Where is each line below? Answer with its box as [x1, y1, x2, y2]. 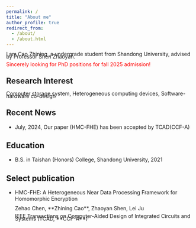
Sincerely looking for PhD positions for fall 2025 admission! [6, 61, 151, 68]
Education [6, 141, 45, 151]
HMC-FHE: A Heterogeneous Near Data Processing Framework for [14, 189, 178, 196]
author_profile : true [6, 19, 60, 25]
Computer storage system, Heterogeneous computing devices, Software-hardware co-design [6, 90, 186, 99]
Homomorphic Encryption [14, 196, 78, 203]
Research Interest [6, 76, 73, 86]
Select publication [6, 173, 75, 183]
